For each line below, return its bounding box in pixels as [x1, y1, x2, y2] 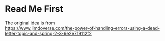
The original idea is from [5, 20, 55, 26]
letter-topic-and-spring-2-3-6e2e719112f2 [5, 30, 92, 36]
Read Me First [5, 3, 64, 15]
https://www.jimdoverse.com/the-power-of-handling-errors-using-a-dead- [5, 25, 160, 31]
